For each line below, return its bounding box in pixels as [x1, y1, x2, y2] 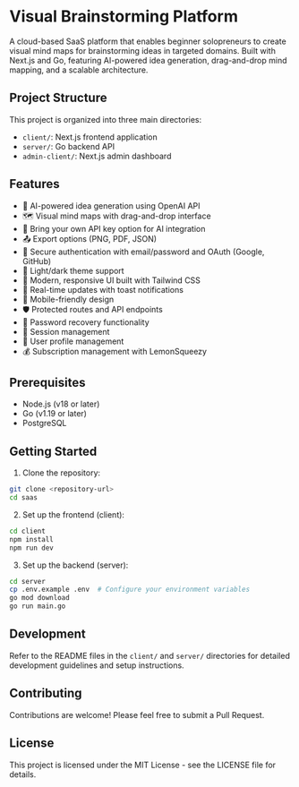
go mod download [9, 594, 70, 603]
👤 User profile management [21, 336, 124, 346]
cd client [9, 526, 47, 535]
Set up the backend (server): [21, 560, 129, 570]
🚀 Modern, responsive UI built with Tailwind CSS [21, 275, 201, 286]
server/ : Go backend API [21, 141, 115, 151]
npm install [9, 535, 54, 543]
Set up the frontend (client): [21, 509, 125, 520]
